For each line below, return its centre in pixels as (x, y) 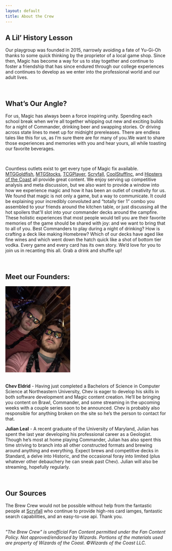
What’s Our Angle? (36, 104)
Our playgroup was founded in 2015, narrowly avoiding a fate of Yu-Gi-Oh (83, 50)
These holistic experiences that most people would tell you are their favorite (85, 218)
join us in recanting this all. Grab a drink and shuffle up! (64, 251)
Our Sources (26, 493)
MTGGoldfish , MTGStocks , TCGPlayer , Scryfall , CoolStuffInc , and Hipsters (84, 174)
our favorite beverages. (30, 149)
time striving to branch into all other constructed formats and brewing (79, 445)
